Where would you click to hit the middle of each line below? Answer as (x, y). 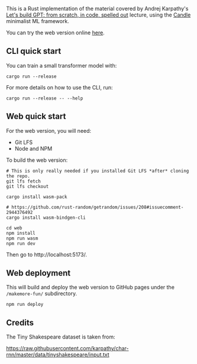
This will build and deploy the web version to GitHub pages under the (90, 288)
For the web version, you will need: (49, 130)
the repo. (18, 176)
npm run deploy (25, 305)
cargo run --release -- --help (45, 98)
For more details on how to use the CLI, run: (60, 87)
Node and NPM (33, 148)
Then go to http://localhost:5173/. (47, 254)
